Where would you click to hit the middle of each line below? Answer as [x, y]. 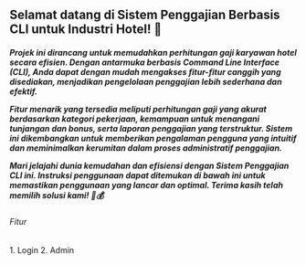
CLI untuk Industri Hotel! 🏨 [86, 30]
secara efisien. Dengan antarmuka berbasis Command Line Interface [145, 62]
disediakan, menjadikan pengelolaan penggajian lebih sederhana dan [146, 81]
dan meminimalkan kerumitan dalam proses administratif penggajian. [146, 148]
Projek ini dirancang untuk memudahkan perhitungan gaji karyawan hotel [153, 52]
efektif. [24, 91]
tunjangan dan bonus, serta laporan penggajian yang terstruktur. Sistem [151, 128]
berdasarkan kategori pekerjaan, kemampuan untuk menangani [135, 119]
